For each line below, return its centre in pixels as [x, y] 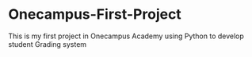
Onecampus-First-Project [95, 14]
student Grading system [48, 44]
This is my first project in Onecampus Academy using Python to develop [126, 36]
